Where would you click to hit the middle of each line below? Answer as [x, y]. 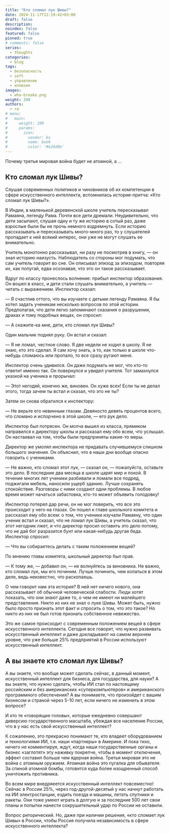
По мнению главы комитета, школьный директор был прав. [70, 556]
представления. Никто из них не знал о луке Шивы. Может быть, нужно [83, 603]
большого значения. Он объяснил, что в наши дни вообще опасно [77, 452]
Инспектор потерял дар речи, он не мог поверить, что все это [73, 504]
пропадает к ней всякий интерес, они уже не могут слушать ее [74, 237]
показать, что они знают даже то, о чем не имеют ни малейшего [75, 597]
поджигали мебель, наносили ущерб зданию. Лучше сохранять [74, 483]
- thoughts [21, 52]
